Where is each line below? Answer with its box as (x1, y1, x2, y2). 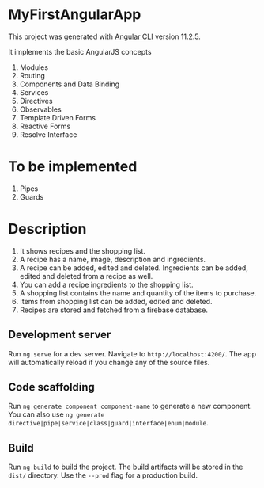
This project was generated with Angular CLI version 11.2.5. (8, 32, 202, 41)
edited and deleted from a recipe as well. (19, 271, 153, 280)
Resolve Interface (19, 129, 77, 139)
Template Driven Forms (19, 112, 96, 122)
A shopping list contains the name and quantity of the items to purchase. (19, 288, 257, 298)
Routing (19, 71, 46, 80)
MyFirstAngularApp (8, 6, 141, 24)
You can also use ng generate (8, 410, 105, 419)
